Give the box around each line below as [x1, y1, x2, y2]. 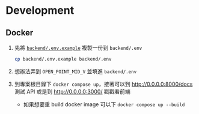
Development [5, 4, 75, 17]
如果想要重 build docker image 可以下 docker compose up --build [23, 100, 185, 108]
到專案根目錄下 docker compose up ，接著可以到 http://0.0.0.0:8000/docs [14, 80, 193, 88]
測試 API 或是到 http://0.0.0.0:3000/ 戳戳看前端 [14, 88, 130, 95]
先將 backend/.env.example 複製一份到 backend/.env [14, 44, 142, 51]
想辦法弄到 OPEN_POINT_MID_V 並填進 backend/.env [14, 67, 137, 75]
